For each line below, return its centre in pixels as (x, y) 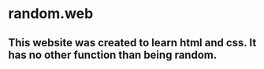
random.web (51, 14)
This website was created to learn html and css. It (132, 43)
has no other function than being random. (113, 54)
